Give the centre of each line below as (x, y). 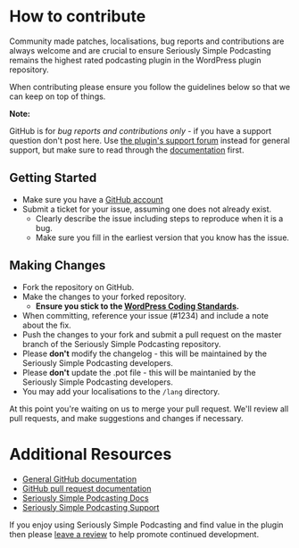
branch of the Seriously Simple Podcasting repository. (121, 344)
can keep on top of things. (58, 96)
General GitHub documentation (79, 478)
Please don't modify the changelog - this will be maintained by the (145, 353)
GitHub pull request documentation (87, 488)
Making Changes (58, 266)
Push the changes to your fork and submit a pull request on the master (152, 334)
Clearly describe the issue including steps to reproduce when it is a (159, 218)
